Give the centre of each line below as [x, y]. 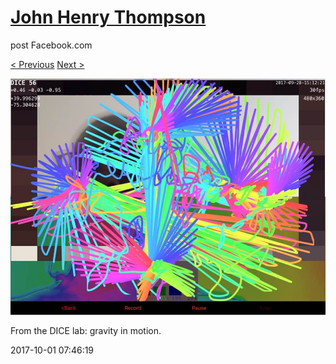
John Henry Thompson [108, 17]
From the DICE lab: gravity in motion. [86, 330]
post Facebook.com [51, 45]
